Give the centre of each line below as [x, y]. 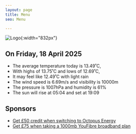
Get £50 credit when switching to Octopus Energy [64, 121]
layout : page [19, 10]
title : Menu [18, 15]
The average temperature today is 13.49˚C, [57, 66]
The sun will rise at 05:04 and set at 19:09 [56, 93]
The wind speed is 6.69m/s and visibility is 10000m [65, 82]
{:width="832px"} [39, 38]
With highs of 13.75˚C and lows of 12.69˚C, [56, 72]
